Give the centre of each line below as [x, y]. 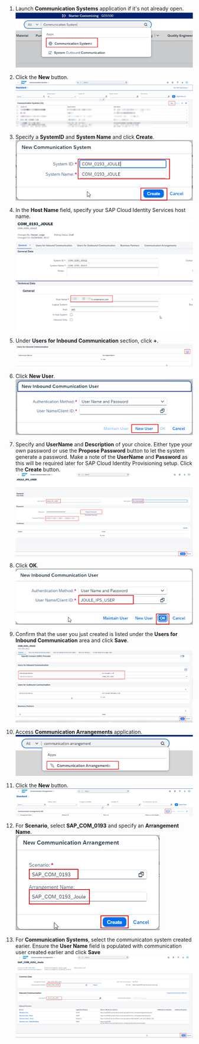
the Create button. [38, 469]
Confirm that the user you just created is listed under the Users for [96, 634]
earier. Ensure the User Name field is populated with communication [98, 946]
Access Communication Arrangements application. [79, 732]
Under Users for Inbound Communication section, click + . [87, 341]
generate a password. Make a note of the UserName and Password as [101, 457]
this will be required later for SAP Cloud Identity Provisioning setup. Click [104, 464]
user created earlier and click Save [58, 952]
